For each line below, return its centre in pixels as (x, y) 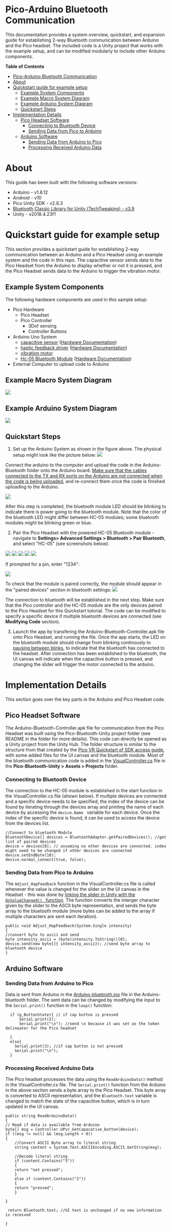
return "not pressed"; (39, 1170)
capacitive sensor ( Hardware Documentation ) (69, 342)
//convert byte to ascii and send (42, 935)
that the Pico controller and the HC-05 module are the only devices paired (84, 605)
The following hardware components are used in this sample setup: (77, 300)
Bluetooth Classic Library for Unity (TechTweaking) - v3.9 (74, 209)
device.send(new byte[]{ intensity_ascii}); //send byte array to (78, 944)
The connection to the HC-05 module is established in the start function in (84, 791)
